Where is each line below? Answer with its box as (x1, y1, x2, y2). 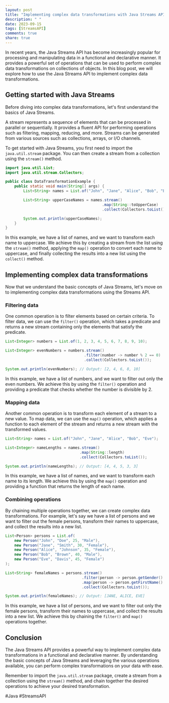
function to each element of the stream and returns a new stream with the (5, 421, 158, 427)
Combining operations (5, 496, 61, 503)
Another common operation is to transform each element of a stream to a (5, 410, 157, 416)
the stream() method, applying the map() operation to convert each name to (5, 245, 162, 251)
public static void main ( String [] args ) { (14, 184, 105, 189)
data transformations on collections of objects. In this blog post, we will (5, 65, 153, 71)
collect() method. (5, 256, 44, 262)
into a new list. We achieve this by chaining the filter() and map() (5, 613, 143, 619)
